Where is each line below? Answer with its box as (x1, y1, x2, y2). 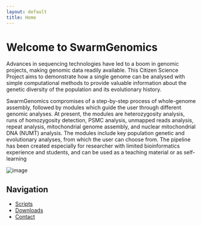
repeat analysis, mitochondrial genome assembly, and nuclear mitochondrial (6, 123, 196, 130)
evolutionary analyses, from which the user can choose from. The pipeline (6, 136, 191, 143)
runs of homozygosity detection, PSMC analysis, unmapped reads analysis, (6, 117, 194, 124)
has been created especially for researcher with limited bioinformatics (6, 142, 180, 149)
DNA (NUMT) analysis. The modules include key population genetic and (6, 130, 185, 137)
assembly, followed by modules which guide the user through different (6, 104, 181, 111)
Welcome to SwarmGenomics (6, 40, 158, 54)
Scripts (14, 200, 33, 208)
